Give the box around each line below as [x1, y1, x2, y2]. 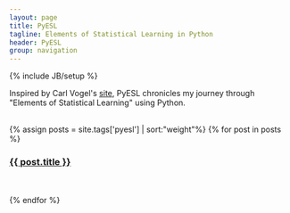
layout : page [9, 12, 58, 22]
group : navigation [9, 46, 78, 55]
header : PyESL [9, 37, 62, 47]
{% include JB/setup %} [9, 70, 98, 81]
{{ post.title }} [9, 156, 71, 168]
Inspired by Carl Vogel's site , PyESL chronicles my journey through [9, 88, 255, 99]
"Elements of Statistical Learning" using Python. [9, 97, 186, 108]
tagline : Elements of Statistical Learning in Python [9, 29, 214, 38]
